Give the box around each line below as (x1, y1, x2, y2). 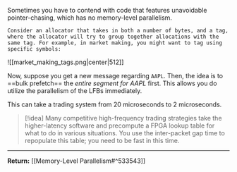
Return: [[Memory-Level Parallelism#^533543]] (7, 156, 146, 165)
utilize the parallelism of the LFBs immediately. (7, 87, 142, 94)
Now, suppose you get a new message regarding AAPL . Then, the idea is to (7, 72, 224, 80)
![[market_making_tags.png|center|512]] (7, 58, 124, 66)
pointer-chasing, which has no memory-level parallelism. (7, 13, 173, 22)
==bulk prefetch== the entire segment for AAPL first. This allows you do (7, 79, 217, 87)
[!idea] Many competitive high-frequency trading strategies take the (24, 114, 222, 122)
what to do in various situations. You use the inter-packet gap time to (24, 129, 226, 137)
